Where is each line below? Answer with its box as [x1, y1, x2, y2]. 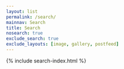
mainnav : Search [6, 19, 46, 25]
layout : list [6, 8, 38, 15]
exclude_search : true [6, 36, 59, 42]
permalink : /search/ [6, 14, 57, 20]
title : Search [6, 25, 41, 31]
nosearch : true [6, 30, 43, 36]
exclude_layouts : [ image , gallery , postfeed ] [6, 42, 119, 47]
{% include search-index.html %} [6, 57, 87, 64]
